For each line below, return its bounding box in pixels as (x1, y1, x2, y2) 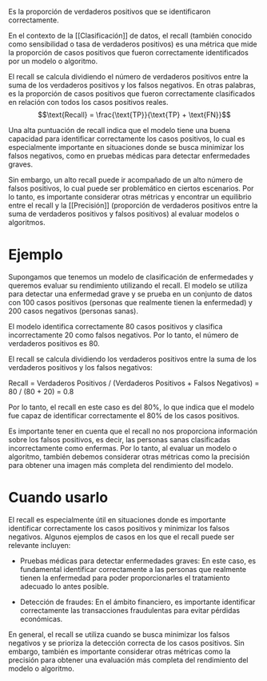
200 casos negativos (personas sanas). (8, 306, 138, 316)
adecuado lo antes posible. (19, 581, 110, 591)
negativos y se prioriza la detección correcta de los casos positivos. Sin (8, 638, 245, 647)
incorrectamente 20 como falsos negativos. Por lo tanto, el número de (8, 330, 239, 340)
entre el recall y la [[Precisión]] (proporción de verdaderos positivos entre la (8, 200, 258, 210)
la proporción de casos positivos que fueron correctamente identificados (8, 48, 249, 57)
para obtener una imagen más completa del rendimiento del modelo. (8, 460, 233, 469)
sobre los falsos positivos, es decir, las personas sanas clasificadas (8, 434, 230, 444)
